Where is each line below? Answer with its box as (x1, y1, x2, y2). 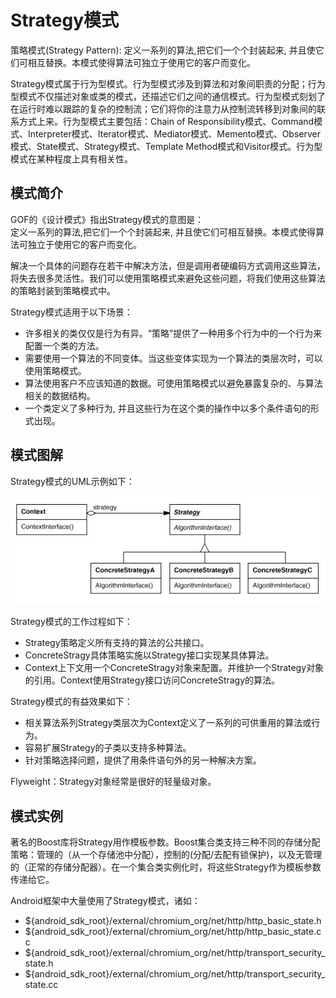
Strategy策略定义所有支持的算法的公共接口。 (24, 637, 210, 649)
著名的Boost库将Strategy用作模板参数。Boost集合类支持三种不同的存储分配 (10, 836, 321, 848)
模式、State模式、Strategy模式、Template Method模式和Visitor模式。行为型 (10, 140, 323, 152)
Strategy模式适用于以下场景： (10, 306, 133, 318)
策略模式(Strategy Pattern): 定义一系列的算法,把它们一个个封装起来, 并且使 (10, 44, 316, 56)
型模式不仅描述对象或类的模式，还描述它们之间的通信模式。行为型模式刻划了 (10, 90, 326, 102)
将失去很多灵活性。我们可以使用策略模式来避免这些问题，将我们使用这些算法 (10, 272, 326, 284)
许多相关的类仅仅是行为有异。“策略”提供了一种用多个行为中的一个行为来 (24, 327, 323, 339)
